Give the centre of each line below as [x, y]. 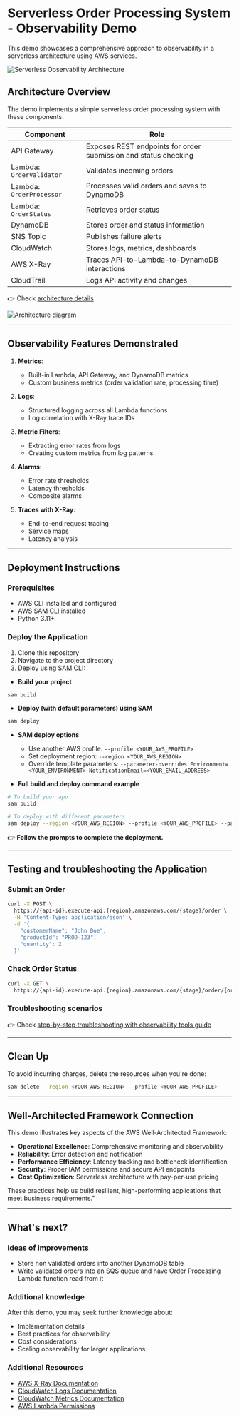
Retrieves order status [123, 210]
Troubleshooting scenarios [55, 1009]
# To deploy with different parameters [67, 817]
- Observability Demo [72, 28]
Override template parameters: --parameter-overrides [107, 764]
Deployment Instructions [64, 568]
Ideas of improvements [48, 1248]
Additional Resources [45, 1368]
